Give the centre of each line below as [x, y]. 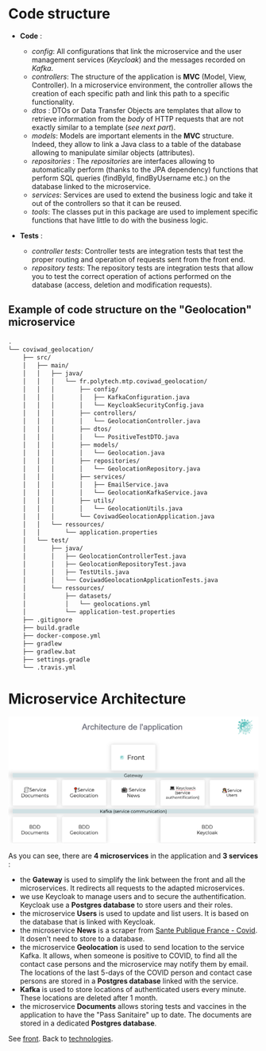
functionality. [53, 102]
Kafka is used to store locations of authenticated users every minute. [133, 990]
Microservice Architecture [97, 698]
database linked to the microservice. [91, 186]
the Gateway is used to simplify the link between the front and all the [133, 880]
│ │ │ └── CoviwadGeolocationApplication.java [119, 516]
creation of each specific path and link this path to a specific [131, 93]
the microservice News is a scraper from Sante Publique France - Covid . [139, 930]
